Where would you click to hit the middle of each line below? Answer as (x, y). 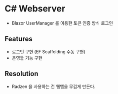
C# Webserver (35, 9)
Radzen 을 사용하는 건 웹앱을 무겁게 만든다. (54, 86)
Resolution (21, 74)
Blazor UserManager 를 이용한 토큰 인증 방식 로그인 (62, 23)
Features (19, 39)
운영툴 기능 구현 (27, 58)
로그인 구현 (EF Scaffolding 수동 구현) (49, 51)
